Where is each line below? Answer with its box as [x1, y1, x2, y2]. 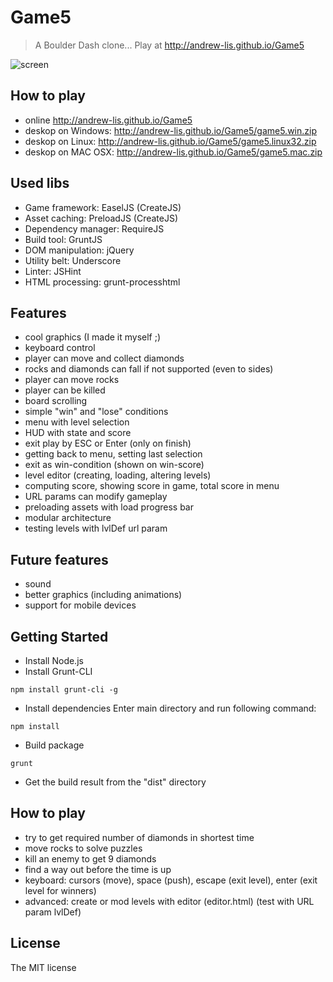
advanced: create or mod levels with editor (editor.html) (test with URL [24, 895, 315, 907]
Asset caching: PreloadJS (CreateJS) [24, 212, 179, 224]
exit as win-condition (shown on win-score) [24, 459, 205, 471]
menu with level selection [24, 416, 130, 428]
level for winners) [24, 884, 97, 896]
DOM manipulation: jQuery [24, 244, 135, 256]
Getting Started [10, 628, 109, 645]
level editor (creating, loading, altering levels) [24, 469, 212, 481]
